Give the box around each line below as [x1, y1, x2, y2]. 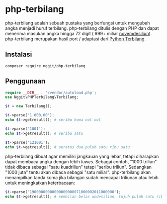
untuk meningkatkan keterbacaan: [5, 180, 76, 186]
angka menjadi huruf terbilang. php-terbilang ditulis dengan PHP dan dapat [5, 25, 159, 31]
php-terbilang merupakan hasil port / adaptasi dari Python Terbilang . [5, 36, 146, 42]
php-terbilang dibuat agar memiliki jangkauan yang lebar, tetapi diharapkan [5, 153, 159, 160]
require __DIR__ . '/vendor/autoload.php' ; [5, 90, 97, 95]
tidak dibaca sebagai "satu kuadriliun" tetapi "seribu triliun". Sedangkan [5, 164, 152, 170]
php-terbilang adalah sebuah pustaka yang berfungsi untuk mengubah [5, 20, 150, 26]
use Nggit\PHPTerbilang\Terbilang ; [5, 95, 79, 100]
